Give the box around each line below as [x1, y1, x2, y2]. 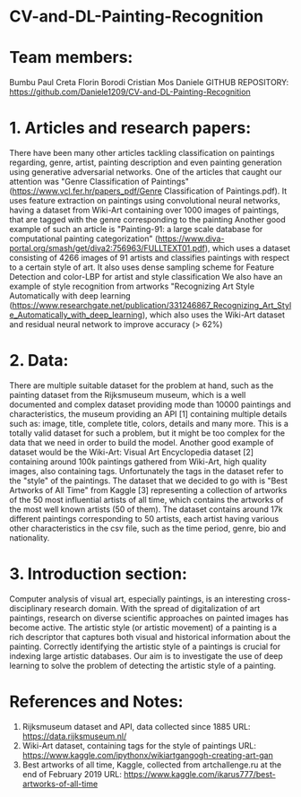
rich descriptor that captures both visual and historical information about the [9, 631, 291, 642]
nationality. [9, 533, 50, 543]
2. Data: [9, 351, 69, 371]
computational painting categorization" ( [9, 233, 159, 244]
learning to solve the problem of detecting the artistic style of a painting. [9, 660, 276, 671]
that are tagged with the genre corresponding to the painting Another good [9, 214, 287, 225]
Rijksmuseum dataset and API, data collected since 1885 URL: [21, 721, 251, 732]
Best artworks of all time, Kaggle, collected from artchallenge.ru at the [21, 759, 282, 770]
